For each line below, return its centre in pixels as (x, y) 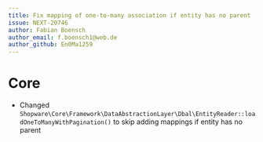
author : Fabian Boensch (47, 30)
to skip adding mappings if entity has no (178, 122)
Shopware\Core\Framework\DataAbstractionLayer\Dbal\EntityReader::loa (137, 115)
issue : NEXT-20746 (38, 23)
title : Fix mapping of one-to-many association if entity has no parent (130, 15)
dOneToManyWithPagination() (65, 122)
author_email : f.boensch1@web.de (63, 37)
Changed (34, 105)
